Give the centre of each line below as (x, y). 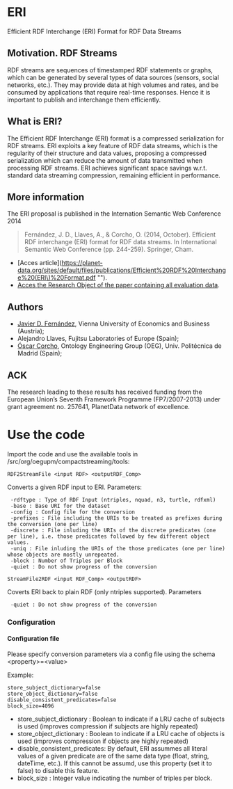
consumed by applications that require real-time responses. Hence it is (109, 92)
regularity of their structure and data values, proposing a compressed (107, 153)
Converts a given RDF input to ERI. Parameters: (75, 487)
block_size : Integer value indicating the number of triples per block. (115, 778)
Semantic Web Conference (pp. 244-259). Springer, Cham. (109, 249)
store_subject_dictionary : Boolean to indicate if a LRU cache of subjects (121, 719)
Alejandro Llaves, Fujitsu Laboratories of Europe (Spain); (98, 339)
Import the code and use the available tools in (73, 454)
